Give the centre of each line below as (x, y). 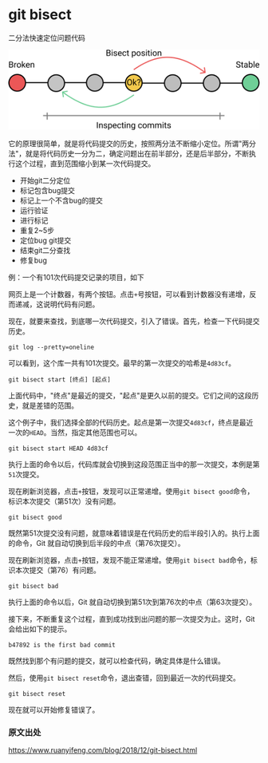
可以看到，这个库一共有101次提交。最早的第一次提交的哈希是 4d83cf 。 (122, 363)
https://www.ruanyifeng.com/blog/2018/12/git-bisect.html (103, 750)
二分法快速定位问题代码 (47, 38)
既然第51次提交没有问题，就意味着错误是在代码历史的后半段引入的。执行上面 (134, 533)
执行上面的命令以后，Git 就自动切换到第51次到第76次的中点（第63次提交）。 (132, 602)
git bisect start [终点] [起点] (60, 380)
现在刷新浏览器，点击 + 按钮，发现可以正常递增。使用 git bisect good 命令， (131, 491)
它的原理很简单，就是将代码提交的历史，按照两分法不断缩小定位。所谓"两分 (132, 143)
